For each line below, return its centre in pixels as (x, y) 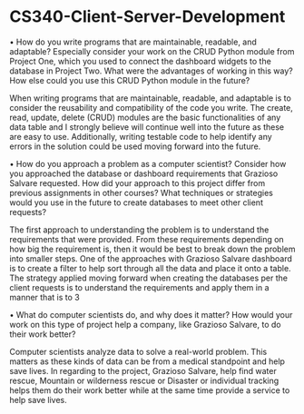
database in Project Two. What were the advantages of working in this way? (151, 71)
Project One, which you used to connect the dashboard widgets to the (141, 61)
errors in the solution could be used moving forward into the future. (135, 146)
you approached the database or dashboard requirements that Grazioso (144, 173)
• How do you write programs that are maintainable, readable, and (133, 42)
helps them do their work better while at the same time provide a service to (150, 390)
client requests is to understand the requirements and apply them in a (139, 287)
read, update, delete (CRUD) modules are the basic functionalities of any (145, 117)
